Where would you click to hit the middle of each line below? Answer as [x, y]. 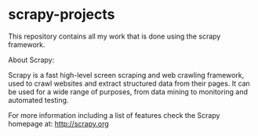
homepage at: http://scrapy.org [59, 123]
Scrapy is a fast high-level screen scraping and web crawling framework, [126, 75]
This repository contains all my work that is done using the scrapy [114, 36]
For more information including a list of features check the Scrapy [114, 115]
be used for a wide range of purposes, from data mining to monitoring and [128, 91]
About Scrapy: [31, 60]
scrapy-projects [62, 15]
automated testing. [38, 100]
